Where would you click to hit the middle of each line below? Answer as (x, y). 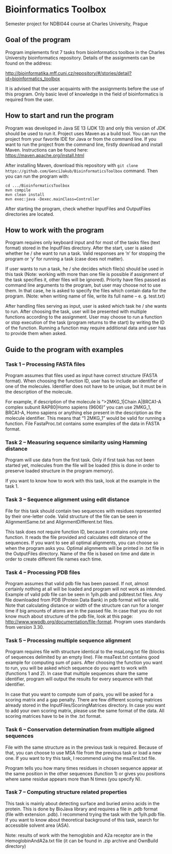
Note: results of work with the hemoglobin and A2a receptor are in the (79, 835)
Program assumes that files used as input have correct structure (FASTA (81, 376)
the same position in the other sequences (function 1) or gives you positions (85, 773)
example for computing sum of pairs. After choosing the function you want (84, 663)
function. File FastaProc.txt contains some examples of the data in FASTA (82, 424)
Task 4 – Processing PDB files (43, 572)
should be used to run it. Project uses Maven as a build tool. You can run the (86, 133)
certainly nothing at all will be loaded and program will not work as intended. (86, 589)
